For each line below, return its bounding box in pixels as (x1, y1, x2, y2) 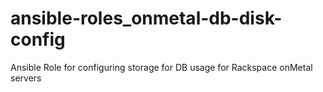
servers (10, 72, 42, 84)
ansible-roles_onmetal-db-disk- (10, 7, 283, 30)
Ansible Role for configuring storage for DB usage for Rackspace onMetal (10, 61, 313, 73)
